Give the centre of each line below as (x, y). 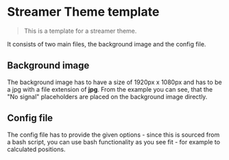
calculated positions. (36, 149)
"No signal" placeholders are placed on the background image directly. (107, 96)
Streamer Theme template (83, 12)
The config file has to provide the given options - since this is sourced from (113, 135)
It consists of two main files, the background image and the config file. (107, 44)
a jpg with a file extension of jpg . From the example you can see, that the (110, 89)
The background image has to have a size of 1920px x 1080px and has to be (114, 82)
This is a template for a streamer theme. (80, 31)
